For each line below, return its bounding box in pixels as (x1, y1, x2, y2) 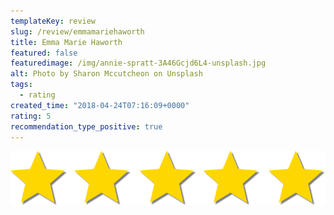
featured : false (10, 48, 78, 58)
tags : (10, 80, 33, 90)
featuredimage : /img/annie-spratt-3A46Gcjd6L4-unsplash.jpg (10, 58, 267, 69)
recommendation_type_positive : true (10, 121, 163, 132)
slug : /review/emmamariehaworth (10, 26, 145, 37)
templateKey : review (10, 16, 97, 26)
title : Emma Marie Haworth (10, 37, 123, 47)
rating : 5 (10, 111, 52, 121)
